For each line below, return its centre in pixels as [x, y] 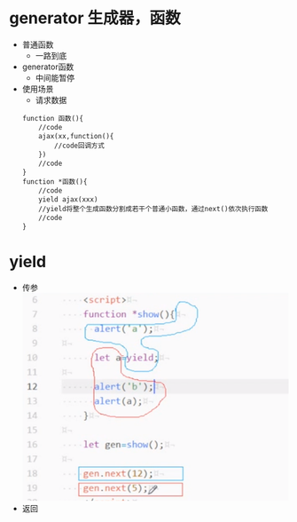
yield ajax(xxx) [68, 199]
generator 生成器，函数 [95, 18]
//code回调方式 [79, 146]
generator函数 [48, 67]
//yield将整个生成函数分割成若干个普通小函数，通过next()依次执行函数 [153, 209]
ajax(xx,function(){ [76, 136]
